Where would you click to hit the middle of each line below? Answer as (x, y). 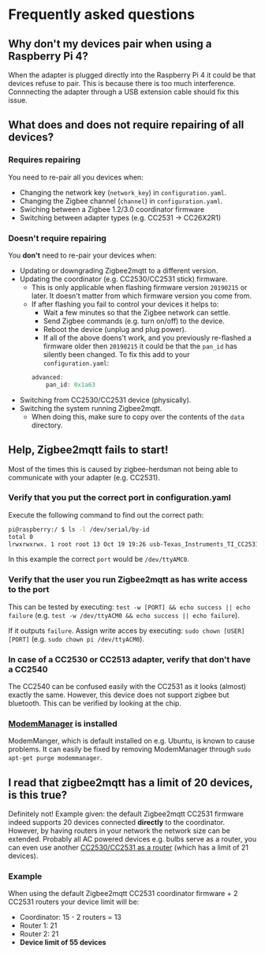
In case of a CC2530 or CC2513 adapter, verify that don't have (129, 659)
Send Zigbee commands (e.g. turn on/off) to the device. (134, 321)
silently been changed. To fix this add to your (116, 354)
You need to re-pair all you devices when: (76, 177)
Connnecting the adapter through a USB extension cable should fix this (123, 92)
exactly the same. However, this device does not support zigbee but (119, 695)
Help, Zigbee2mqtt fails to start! (88, 450)
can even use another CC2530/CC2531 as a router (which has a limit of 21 (128, 848)
